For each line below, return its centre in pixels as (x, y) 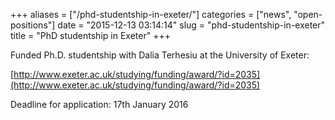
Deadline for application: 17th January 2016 (99, 104)
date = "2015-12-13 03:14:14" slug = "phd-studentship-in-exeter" (191, 25)
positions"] (33, 25)
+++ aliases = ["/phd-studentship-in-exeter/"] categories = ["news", (151, 14)
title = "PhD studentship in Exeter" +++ (90, 35)
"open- (308, 14)
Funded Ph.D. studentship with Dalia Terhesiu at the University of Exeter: (160, 55)
